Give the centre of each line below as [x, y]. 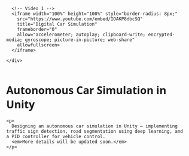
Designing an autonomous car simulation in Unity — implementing [95, 126]
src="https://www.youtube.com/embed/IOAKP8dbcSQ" [80, 19]
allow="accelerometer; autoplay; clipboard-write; [81, 35]
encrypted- [161, 35]
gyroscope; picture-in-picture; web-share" [80, 40]
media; [14, 40]
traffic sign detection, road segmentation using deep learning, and [95, 131]
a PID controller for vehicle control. [56, 136]
